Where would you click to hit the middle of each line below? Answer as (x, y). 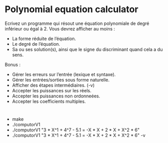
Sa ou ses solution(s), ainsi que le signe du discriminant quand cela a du (87, 49)
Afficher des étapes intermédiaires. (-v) (53, 85)
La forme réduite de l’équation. (44, 39)
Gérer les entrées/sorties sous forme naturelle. (61, 80)
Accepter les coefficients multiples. (49, 101)
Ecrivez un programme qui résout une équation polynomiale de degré (77, 23)
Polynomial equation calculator (72, 9)
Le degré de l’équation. (36, 44)
